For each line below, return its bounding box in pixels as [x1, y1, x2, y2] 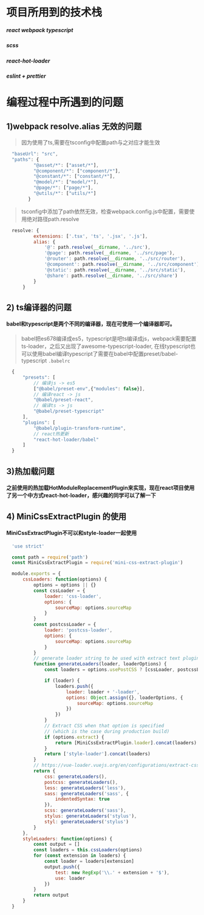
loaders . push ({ [55, 683, 94, 689]
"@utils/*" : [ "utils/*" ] [33, 191, 97, 197]
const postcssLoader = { [33, 622, 97, 628]
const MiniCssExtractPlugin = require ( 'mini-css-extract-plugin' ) [12, 560, 183, 566]
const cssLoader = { [33, 587, 86, 594]
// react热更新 [33, 430, 69, 437]
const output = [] [33, 842, 80, 848]
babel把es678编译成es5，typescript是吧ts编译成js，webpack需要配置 [21, 335, 197, 342]
